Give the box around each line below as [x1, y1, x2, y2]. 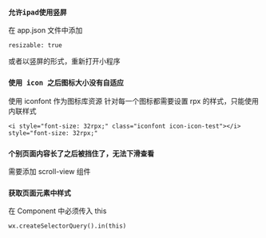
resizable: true [8, 42, 62, 50]
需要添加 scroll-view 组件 [8, 166, 91, 176]
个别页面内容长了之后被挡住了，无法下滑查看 [8, 149, 155, 158]
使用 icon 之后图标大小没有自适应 [8, 78, 125, 88]
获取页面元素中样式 [8, 188, 72, 197]
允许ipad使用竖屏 [8, 7, 67, 17]
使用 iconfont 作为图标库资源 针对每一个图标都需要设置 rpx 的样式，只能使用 [8, 96, 260, 105]
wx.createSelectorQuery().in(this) [8, 222, 127, 230]
